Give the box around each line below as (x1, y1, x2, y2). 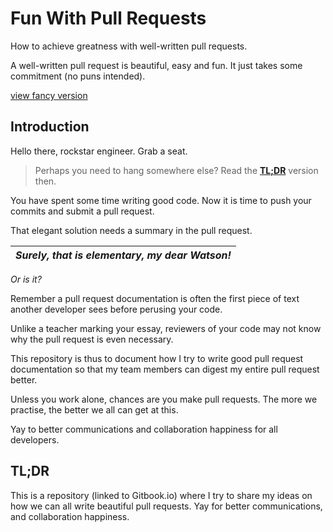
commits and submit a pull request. (10, 205, 155, 217)
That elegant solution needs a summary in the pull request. (10, 224, 253, 236)
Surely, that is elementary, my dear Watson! (15, 248, 232, 262)
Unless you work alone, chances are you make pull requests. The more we (10, 393, 318, 405)
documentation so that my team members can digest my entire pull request (10, 363, 320, 375)
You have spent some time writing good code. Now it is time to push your (10, 194, 312, 206)
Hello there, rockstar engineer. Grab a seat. (10, 145, 188, 157)
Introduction (10, 118, 90, 136)
